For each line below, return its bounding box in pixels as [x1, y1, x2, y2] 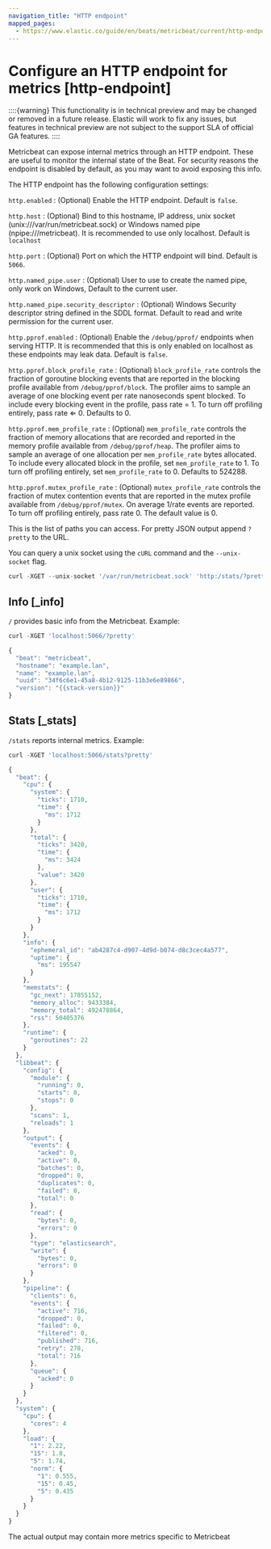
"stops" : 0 [37, 1096, 74, 1104]
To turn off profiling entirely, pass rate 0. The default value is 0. [8, 509, 218, 518]
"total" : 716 [37, 1352, 81, 1360]
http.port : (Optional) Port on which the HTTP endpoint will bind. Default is [8, 251, 258, 261]
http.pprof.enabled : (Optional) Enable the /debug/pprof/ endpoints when [8, 332, 254, 342]
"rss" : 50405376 [29, 1014, 85, 1022]
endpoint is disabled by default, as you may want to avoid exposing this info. [8, 164, 262, 174]
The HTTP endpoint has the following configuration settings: [8, 179, 210, 190]
